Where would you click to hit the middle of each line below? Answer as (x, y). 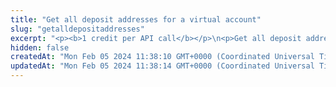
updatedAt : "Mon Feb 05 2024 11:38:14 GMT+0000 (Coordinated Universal (162, 66)
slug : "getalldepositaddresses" (77, 29)
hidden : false (40, 47)
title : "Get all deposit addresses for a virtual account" (136, 19)
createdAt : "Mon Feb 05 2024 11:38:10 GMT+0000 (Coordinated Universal (162, 57)
